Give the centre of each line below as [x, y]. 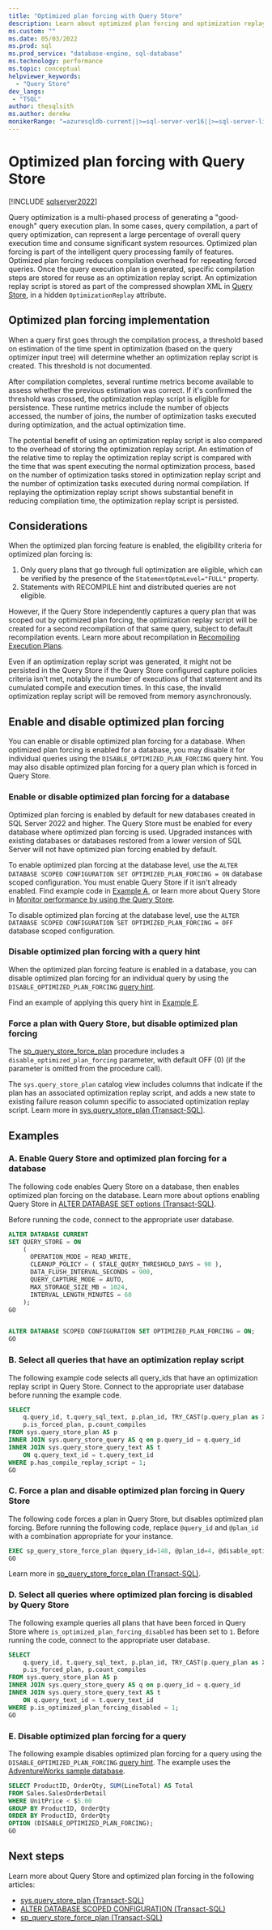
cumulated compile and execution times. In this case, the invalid [115, 687]
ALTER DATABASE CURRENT [49, 1234]
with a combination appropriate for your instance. [91, 1536]
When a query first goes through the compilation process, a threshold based [136, 340]
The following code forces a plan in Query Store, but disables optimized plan [136, 1519]
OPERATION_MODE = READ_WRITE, [81, 1257]
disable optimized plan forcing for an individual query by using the [119, 978]
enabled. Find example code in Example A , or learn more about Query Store [134, 890]
